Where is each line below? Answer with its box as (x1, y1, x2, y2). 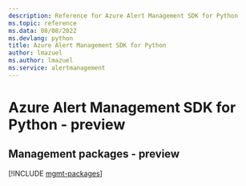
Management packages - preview (8, 148, 180, 161)
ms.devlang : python (8, 34, 74, 42)
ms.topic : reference (8, 19, 78, 27)
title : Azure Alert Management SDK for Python (8, 42, 167, 50)
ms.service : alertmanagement (8, 64, 106, 72)
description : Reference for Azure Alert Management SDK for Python (8, 11, 239, 20)
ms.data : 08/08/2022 (8, 26, 78, 34)
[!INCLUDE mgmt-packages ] (8, 168, 103, 178)
